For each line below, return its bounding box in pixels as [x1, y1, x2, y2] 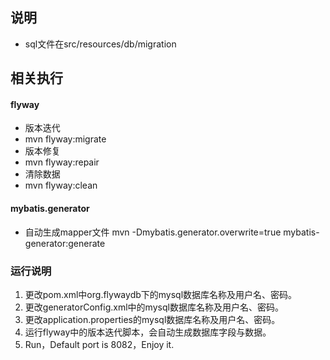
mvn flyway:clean [24, 179, 98, 192]
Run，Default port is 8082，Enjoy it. [24, 338, 175, 350]
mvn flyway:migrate [24, 133, 107, 145]
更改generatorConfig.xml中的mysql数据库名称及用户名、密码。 [24, 301, 284, 313]
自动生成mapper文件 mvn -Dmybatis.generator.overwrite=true [24, 226, 282, 238]
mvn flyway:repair [24, 156, 100, 168]
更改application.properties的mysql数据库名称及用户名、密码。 [24, 313, 281, 325]
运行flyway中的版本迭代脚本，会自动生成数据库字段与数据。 [24, 326, 272, 338]
